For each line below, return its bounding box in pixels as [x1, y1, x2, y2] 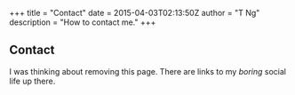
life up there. [9, 75, 56, 86]
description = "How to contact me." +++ [9, 17, 156, 28]
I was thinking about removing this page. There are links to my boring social [9, 66, 287, 76]
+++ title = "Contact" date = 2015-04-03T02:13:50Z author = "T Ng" [9, 8, 260, 18]
